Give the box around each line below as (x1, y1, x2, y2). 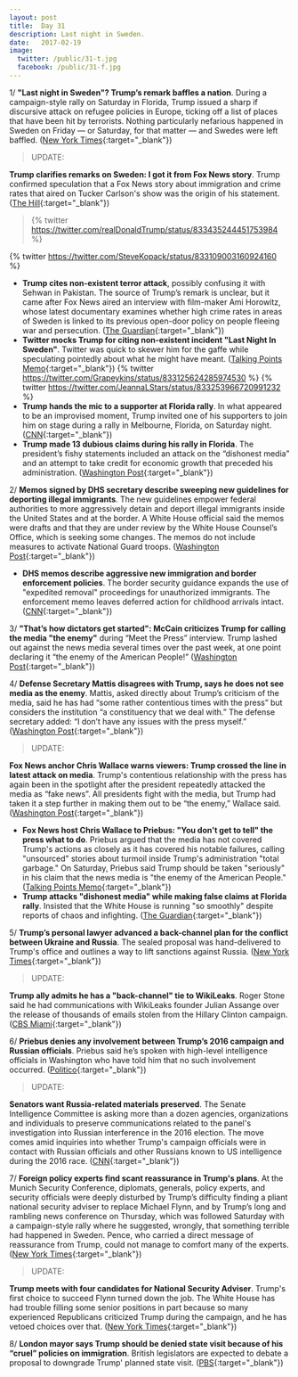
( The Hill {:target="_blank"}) (9, 197, 110, 208)
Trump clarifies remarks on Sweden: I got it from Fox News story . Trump (9, 168, 280, 179)
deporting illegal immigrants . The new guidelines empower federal (9, 494, 256, 504)
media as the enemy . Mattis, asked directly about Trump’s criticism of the (9, 687, 280, 698)
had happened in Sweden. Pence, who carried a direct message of (9, 1229, 254, 1240)
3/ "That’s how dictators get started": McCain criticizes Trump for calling (9, 623, 286, 634)
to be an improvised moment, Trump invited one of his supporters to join (21, 410, 287, 421)
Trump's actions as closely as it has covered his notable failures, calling (21, 843, 286, 854)
